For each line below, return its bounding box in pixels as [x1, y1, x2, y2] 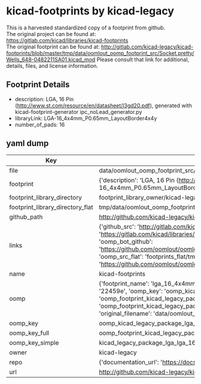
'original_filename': [98, 309, 153, 318]
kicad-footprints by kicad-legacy [6, 4, 175, 18]
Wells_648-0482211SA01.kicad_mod [6, 56, 96, 63]
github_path [9, 213, 43, 221]
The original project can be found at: [6, 30, 96, 37]
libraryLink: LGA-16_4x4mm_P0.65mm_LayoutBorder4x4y [14, 114, 157, 122]
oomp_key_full [9, 328, 50, 337]
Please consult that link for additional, [96, 56, 190, 63]
